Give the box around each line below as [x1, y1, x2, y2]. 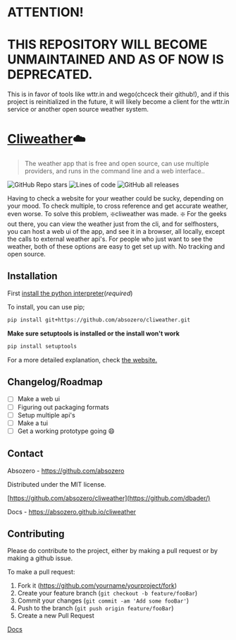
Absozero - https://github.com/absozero [7, 466, 125, 475]
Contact [7, 448, 44, 460]
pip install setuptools [7, 343, 77, 350]
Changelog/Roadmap [7, 376, 104, 389]
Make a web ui [17, 395, 61, 403]
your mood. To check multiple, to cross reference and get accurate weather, [7, 202, 228, 211]
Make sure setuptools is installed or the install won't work [7, 329, 180, 338]
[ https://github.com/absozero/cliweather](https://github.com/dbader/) [7, 494, 211, 502]
